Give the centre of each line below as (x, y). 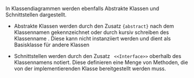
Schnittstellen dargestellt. (36, 15)
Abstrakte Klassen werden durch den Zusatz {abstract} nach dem (94, 26)
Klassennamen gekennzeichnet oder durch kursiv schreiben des (91, 32)
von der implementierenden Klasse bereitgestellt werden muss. (90, 69)
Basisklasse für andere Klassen (52, 45)
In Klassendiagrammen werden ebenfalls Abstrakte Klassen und (82, 9)
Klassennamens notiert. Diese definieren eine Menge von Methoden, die (101, 62)
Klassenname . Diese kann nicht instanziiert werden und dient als (92, 38)
